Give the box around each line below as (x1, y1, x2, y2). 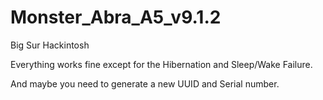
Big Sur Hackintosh (10, 39, 90, 51)
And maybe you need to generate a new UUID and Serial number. (10, 77, 280, 90)
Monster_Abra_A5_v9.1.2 (10, 6, 222, 29)
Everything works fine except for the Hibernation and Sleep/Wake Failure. (10, 58, 313, 70)
